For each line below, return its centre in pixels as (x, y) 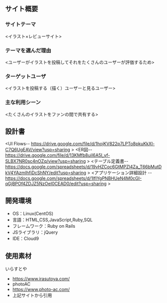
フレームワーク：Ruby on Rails (44, 226)
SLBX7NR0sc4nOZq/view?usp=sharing (46, 161)
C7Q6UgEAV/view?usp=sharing (38, 150)
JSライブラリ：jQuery (35, 232)
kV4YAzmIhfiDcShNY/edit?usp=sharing (46, 173)
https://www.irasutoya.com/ (41, 279)
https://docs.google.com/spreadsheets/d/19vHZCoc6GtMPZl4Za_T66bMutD (83, 167)
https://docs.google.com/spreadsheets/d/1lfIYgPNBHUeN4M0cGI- (74, 178)
